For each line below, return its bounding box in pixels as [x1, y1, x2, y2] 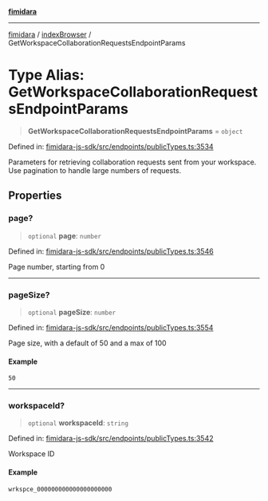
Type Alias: [8, 66, 85, 85]
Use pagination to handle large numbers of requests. [8, 165, 182, 175]
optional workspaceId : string [27, 418, 129, 428]
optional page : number [27, 231, 102, 240]
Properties [8, 189, 62, 203]
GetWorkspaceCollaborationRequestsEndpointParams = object [27, 126, 243, 136]
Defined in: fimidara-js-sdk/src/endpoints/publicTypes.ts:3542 [8, 434, 214, 444]
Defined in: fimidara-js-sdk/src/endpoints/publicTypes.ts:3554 [8, 322, 214, 332]
